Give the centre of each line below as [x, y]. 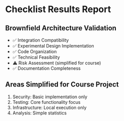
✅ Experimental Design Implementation [53, 46]
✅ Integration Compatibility [41, 40]
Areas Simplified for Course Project [62, 85]
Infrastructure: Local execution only [49, 107]
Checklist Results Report [58, 9]
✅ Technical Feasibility [36, 57]
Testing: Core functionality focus [46, 102]
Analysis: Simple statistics [40, 113]
